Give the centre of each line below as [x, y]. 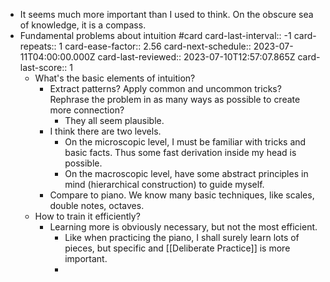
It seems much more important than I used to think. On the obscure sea [166, 14]
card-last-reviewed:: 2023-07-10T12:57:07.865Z [196, 57]
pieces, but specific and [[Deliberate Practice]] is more [177, 248]
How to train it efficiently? [87, 216]
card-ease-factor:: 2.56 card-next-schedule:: [158, 46]
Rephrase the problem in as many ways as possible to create [175, 99]
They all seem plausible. [114, 120]
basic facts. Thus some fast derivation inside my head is [180, 152]
